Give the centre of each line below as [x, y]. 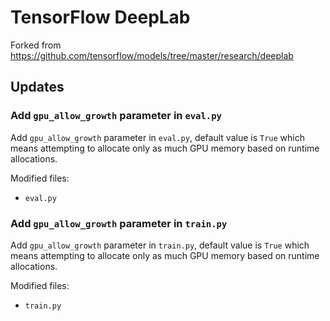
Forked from [36, 45]
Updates [37, 87]
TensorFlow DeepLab [100, 17]
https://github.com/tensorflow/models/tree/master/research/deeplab [152, 55]
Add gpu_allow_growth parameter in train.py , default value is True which [160, 245]
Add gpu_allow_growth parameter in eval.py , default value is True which [157, 137]
